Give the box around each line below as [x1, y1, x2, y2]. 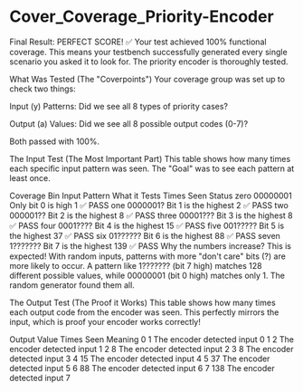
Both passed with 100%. [9, 136, 100, 147]
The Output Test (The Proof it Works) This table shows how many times [9, 297, 276, 308]
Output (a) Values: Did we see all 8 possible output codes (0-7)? [9, 118, 249, 129]
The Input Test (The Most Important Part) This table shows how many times [9, 153, 291, 164]
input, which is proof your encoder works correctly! [9, 316, 201, 327]
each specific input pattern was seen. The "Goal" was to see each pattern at [9, 163, 295, 174]
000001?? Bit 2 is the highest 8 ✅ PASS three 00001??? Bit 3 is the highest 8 [9, 210, 293, 221]
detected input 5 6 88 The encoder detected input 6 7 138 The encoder [9, 362, 275, 373]
